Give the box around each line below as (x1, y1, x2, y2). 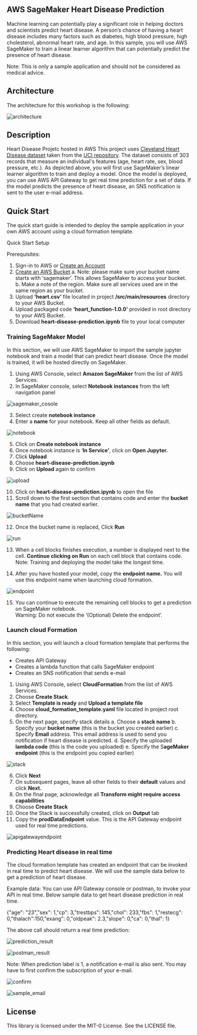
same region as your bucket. (15, 287, 84, 294)
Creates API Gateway (15, 657, 67, 664)
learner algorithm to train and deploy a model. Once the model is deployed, (6, 170, 188, 178)
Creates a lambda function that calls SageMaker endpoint (15, 663, 155, 670)
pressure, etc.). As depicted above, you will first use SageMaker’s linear (6, 164, 180, 171)
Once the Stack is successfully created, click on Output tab (15, 809, 160, 816)
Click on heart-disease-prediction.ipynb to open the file (15, 488, 154, 495)
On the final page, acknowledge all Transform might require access (15, 790, 181, 797)
